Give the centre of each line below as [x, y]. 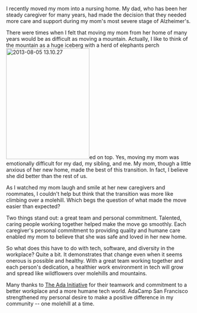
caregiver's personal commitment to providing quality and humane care [93, 230]
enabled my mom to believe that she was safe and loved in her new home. [96, 237]
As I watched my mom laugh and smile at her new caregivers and [86, 188]
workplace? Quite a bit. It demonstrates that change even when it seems [94, 254]
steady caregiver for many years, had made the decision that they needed [96, 15]
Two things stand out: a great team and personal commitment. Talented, [94, 218]
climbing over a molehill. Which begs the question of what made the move [96, 200]
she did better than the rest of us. [47, 176]
